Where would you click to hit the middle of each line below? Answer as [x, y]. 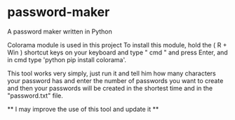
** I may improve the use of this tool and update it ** [83, 109]
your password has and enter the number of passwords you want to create [115, 80]
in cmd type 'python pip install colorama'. [67, 59]
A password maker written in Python [60, 31]
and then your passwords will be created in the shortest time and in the [110, 88]
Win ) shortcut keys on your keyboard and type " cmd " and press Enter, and [117, 52]
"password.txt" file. [35, 96]
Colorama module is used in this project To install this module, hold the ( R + [117, 45]
